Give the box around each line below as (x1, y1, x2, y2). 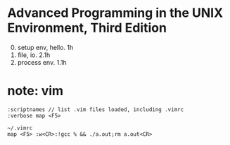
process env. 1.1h (17, 58, 67, 66)
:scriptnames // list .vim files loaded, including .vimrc (7, 106, 184, 113)
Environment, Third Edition (7, 20, 167, 36)
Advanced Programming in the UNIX (7, 5, 224, 21)
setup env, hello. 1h (17, 43, 74, 51)
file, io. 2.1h (17, 51, 51, 59)
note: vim (7, 83, 64, 99)
